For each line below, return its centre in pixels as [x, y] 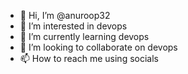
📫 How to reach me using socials [89, 58]
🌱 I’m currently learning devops [84, 36]
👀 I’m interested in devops [73, 26]
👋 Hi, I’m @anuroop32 [65, 15]
